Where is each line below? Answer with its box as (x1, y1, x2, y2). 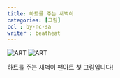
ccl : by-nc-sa (7, 23, 52, 30)
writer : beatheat (7, 29, 61, 37)
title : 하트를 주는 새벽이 (7, 10, 74, 17)
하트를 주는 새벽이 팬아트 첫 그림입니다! (7, 63, 114, 72)
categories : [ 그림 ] (7, 17, 61, 24)
